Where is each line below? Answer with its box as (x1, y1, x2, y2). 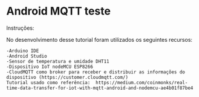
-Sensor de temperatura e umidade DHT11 (6, 58, 110, 64)
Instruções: (6, 24, 34, 32)
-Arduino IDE (6, 47, 39, 54)
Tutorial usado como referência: (6, 79, 91, 85)
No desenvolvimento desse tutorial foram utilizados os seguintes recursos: (6, 36, 192, 43)
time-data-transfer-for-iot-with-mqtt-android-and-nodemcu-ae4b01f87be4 (6, 85, 194, 91)
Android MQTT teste (6, 4, 111, 18)
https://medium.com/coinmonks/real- (96, 79, 188, 85)
